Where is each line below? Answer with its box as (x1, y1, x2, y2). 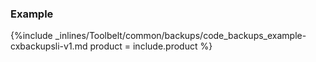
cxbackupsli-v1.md (10, 40, 88, 52)
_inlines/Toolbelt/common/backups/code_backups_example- (54, 30, 307, 42)
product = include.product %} (89, 40, 213, 52)
